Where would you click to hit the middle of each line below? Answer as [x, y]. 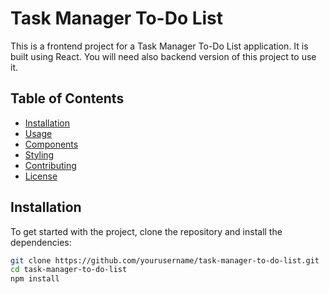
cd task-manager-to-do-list [69, 270]
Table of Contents [67, 98]
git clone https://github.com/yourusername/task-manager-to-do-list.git [165, 260]
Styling [39, 154]
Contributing [50, 165]
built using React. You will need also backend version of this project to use [163, 56]
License [41, 176]
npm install [35, 279]
